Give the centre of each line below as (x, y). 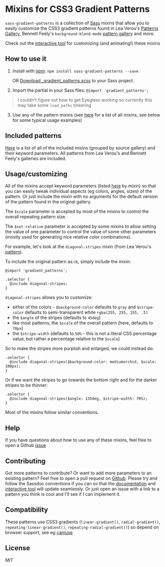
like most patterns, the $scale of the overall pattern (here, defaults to (82, 323)
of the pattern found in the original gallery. (48, 202)
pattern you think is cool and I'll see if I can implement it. (63, 494)
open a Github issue (26, 445)
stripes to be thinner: (27, 385)
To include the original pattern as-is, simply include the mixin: (68, 262)
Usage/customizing (36, 174)
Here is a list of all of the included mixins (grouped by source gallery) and (80, 147)
